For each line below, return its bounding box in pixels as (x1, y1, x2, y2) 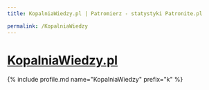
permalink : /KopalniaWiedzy (7, 22, 89, 30)
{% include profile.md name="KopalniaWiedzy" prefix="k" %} (7, 75, 183, 84)
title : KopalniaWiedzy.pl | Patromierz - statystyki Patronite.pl (7, 10, 203, 17)
